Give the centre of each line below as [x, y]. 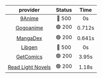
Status [64, 10]
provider [29, 10]
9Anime [29, 18]
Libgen [29, 47]
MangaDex [29, 38]
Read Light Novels [30, 67]
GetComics [29, 56]
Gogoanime [29, 28]
